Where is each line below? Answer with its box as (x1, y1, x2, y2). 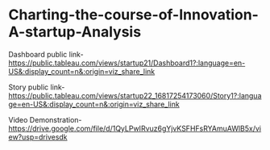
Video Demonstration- (8, 115, 82, 124)
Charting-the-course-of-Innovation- (8, 6, 260, 24)
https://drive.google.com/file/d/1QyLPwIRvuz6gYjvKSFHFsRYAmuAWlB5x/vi (8, 123, 262, 133)
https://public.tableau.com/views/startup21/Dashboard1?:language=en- (8, 58, 246, 68)
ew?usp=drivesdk (8, 131, 68, 142)
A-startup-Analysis (8, 23, 142, 41)
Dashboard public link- (8, 49, 84, 59)
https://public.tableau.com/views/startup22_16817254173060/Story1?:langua (8, 90, 262, 100)
